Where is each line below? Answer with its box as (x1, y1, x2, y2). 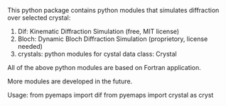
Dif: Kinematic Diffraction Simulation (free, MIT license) (17, 28, 180, 35)
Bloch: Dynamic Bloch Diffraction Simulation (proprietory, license (17, 35, 208, 43)
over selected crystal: (7, 13, 71, 22)
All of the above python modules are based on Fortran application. (7, 64, 201, 71)
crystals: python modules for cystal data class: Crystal (17, 49, 177, 58)
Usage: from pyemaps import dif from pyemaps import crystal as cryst (7, 91, 214, 99)
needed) (17, 42, 43, 50)
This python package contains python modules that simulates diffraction (7, 6, 220, 14)
